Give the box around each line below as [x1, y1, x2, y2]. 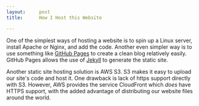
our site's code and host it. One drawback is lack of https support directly [6, 74, 190, 82]
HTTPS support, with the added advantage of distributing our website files [6, 87, 194, 94]
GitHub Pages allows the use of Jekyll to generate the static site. [6, 56, 169, 63]
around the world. [6, 94, 51, 101]
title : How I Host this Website [6, 15, 102, 21]
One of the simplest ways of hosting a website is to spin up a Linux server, [6, 37, 193, 44]
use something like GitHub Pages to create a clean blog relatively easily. [6, 49, 187, 57]
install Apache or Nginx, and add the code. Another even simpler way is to [6, 43, 192, 51]
